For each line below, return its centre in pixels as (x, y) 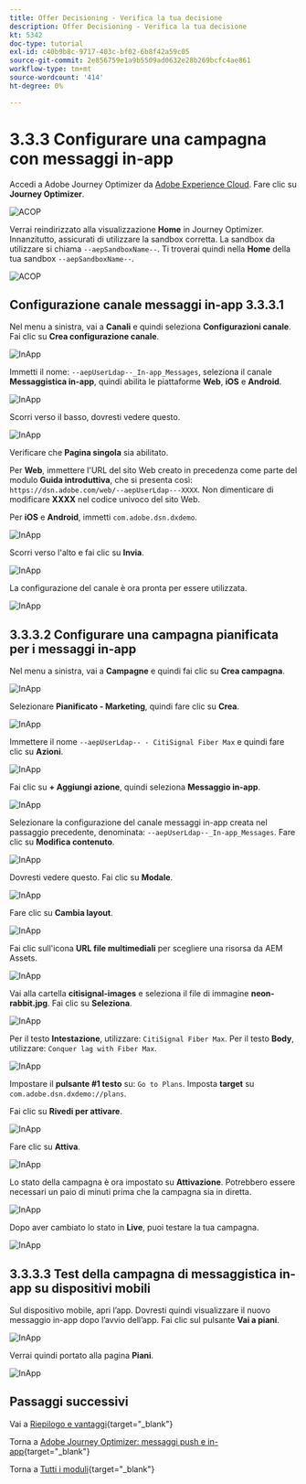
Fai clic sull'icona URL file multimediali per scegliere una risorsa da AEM (146, 949)
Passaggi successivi (69, 1402)
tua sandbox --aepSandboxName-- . (72, 258)
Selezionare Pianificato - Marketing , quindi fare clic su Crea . (125, 706)
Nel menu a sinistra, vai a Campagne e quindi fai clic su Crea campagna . (148, 671)
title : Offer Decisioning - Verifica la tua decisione (116, 18)
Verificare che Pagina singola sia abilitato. (89, 453)
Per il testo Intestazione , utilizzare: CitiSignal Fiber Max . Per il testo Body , (152, 1038)
